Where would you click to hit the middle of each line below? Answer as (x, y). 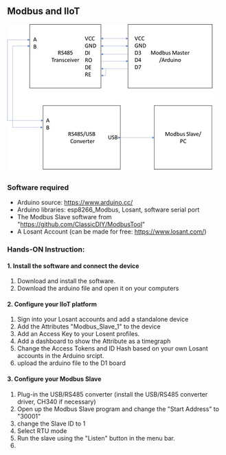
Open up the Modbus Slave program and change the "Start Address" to (118, 409)
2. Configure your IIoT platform (52, 304)
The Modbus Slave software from (64, 217)
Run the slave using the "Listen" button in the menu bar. (96, 438)
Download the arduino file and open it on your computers (98, 289)
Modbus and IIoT (44, 11)
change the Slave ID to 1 (51, 423)
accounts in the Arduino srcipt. (60, 356)
